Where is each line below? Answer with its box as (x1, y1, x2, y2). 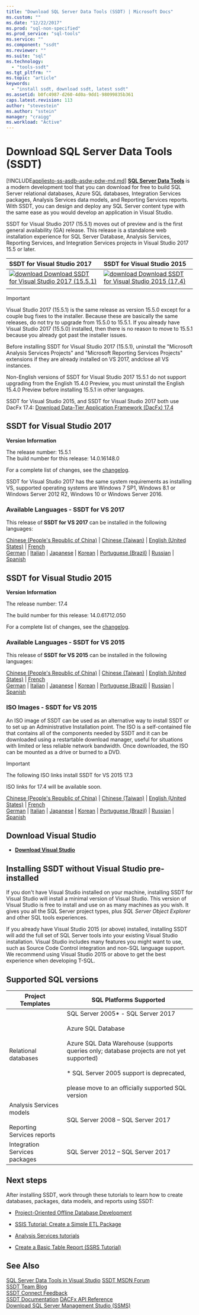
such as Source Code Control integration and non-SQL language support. (6, 944, 185, 952)
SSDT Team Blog (6, 1283, 47, 1290)
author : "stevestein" (6, 102, 60, 109)
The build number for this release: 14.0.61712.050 (6, 611, 126, 619)
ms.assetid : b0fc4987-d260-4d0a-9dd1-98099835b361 (6, 92, 134, 98)
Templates (20, 1000, 50, 1008)
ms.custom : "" (6, 14, 41, 20)
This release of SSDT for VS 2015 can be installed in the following (6, 652, 167, 659)
